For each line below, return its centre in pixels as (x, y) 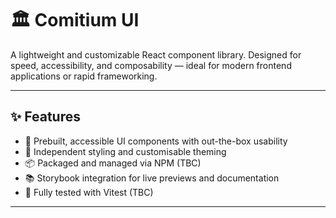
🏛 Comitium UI (75, 20)
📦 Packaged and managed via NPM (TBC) (113, 163)
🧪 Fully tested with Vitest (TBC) (89, 192)
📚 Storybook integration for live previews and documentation (152, 178)
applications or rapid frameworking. (84, 76)
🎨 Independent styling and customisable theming (125, 151)
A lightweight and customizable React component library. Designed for (156, 54)
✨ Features (45, 117)
